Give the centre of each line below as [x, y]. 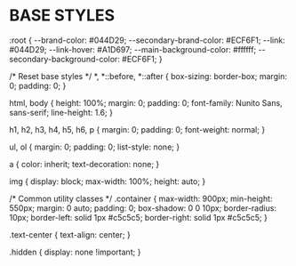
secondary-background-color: [64, 59]
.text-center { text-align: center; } [70, 234]
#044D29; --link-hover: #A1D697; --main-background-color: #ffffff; [133, 49]
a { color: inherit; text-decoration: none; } [84, 164]
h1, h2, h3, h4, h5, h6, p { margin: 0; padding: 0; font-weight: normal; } [137, 129]
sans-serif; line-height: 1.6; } [61, 112]
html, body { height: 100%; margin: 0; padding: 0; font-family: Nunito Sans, [146, 102]
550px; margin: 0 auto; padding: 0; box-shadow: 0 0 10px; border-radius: [143, 208]
